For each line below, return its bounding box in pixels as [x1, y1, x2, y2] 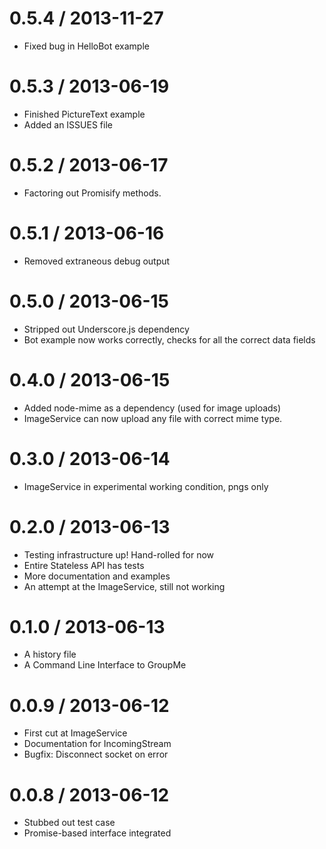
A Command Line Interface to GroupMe [23, 659, 187, 671]
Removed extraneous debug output [23, 255, 171, 267]
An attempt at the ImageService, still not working [23, 580, 226, 592]
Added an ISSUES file [23, 118, 113, 131]
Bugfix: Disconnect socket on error [23, 748, 169, 761]
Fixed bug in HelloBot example [23, 40, 150, 52]
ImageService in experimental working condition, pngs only [23, 480, 269, 492]
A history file [23, 648, 77, 661]
